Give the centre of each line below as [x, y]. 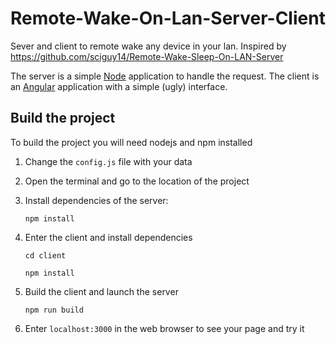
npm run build [54, 310]
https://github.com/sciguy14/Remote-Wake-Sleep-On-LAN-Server [147, 56]
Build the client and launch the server [101, 291]
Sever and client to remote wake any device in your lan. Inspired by [148, 46]
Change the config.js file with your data [108, 161]
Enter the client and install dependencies [108, 237]
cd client [45, 255]
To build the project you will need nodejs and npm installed [131, 142]
